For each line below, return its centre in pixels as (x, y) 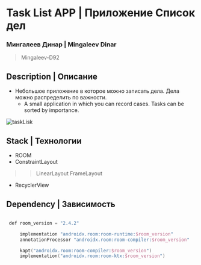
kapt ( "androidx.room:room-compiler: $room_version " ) (86, 251)
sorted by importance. (51, 110)
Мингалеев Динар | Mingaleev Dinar (61, 45)
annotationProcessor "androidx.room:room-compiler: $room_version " (104, 240)
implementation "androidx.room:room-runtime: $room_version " (96, 234)
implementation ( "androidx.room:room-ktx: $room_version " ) (92, 256)
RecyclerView (32, 185)
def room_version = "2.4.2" (44, 223)
